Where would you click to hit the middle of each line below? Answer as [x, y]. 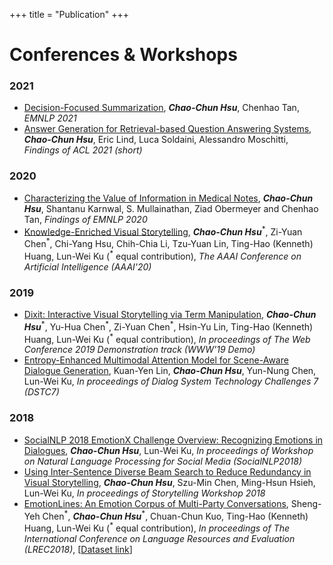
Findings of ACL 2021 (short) [83, 150]
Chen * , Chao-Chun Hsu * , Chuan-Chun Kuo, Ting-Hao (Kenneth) [175, 515]
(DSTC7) [41, 392]
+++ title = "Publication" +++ [69, 14]
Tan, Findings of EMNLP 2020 [85, 219]
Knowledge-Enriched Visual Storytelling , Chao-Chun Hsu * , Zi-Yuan [163, 231]
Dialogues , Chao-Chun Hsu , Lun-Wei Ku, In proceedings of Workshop [168, 450]
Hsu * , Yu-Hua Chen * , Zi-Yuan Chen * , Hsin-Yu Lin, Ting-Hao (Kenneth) [168, 326]
